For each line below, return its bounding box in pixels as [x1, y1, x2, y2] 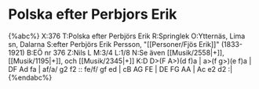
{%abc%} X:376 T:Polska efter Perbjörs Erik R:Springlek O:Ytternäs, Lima [8, 31, 246, 41]
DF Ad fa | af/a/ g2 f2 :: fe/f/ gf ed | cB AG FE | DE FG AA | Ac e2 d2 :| [8, 64, 233, 73]
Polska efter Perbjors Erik [8, 5, 177, 23]
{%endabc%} [8, 73, 53, 82]
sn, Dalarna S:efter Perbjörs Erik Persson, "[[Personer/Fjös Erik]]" [8, 39, 220, 48]
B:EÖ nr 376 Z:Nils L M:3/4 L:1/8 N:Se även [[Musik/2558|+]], [26, 48, 225, 57]
